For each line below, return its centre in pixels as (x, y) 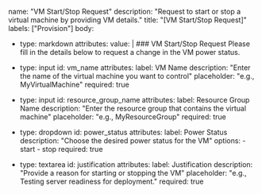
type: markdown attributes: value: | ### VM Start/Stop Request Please (135, 44)
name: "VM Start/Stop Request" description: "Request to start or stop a (125, 12)
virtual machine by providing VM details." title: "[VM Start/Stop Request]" (128, 20)
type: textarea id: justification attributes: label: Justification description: (136, 165)
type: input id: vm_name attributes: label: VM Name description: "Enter (135, 68)
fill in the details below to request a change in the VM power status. (130, 52)
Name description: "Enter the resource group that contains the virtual (133, 108)
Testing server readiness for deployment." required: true (112, 181)
